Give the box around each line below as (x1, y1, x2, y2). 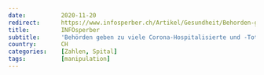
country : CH (8, 41, 68, 48)
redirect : (8, 19, 41, 27)
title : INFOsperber (8, 26, 101, 34)
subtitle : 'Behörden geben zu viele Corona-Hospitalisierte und (8, 33, 241, 41)
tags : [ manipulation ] (8, 55, 111, 63)
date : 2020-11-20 (8, 11, 97, 20)
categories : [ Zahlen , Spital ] (8, 48, 118, 55)
